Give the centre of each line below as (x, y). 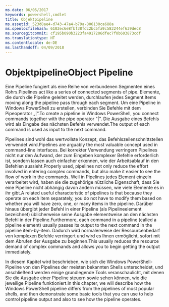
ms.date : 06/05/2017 (27, 10)
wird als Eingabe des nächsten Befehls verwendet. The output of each (77, 124)
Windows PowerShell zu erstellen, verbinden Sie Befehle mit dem (73, 108)
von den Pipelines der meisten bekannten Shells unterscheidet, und (93, 267)
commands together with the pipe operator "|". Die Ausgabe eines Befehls (82, 119)
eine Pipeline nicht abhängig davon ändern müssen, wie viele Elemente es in (84, 187)
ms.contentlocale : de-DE (31, 43)
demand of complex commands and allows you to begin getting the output (82, 246)
